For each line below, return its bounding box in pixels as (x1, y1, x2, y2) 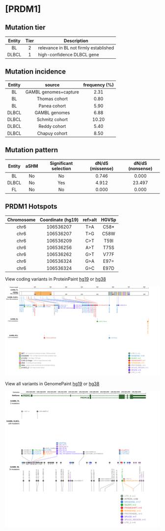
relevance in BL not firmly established (38, 44, 114, 50)
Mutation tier (5, 23, 46, 32)
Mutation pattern (5, 146, 58, 154)
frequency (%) (83, 82, 114, 87)
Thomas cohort (36, 96, 68, 102)
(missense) (90, 165, 114, 171)
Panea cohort (38, 103, 66, 109)
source (45, 82, 60, 87)
